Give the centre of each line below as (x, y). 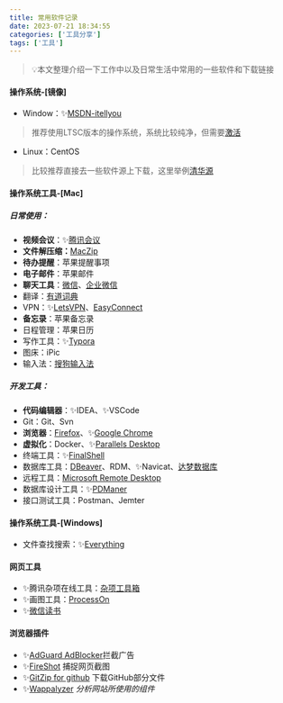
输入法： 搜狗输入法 (58, 364)
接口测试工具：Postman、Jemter (83, 500)
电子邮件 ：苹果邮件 (58, 274)
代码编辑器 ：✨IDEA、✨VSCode (81, 410)
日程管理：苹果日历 (58, 330)
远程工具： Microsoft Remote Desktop (92, 477)
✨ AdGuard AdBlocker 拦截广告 (78, 654)
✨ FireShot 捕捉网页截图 (66, 666)
